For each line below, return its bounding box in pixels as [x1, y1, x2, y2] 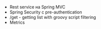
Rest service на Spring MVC [9, 4, 66, 10]
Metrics [9, 19, 25, 25]
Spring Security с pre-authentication [9, 9, 83, 15]
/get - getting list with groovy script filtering [9, 14, 96, 20]
